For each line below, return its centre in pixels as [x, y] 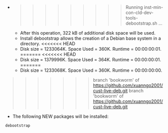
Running [134, 7]
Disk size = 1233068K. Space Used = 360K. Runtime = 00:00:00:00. [91, 70]
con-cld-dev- [139, 13]
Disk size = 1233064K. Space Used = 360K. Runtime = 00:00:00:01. [91, 49]
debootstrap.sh [141, 23]
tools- [132, 18]
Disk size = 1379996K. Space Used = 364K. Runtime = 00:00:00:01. [91, 59]
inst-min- [153, 7]
